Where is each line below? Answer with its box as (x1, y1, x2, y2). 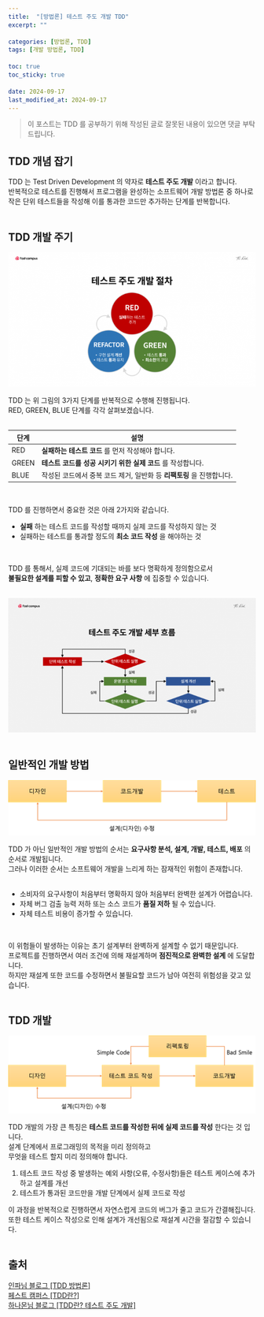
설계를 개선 (34, 1178, 68, 1188)
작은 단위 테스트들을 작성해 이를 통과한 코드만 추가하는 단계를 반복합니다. (8, 197, 230, 206)
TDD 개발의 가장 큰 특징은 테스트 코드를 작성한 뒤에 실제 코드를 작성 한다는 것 (8, 1122, 242, 1131)
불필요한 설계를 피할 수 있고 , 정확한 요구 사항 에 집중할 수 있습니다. (8, 573, 210, 582)
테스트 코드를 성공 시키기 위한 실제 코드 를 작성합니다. (41, 458, 204, 468)
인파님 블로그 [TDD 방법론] (8, 1281, 91, 1290)
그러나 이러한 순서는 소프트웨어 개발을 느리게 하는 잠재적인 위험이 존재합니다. (8, 864, 244, 873)
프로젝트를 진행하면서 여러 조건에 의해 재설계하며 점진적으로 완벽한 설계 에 (8, 951, 234, 960)
